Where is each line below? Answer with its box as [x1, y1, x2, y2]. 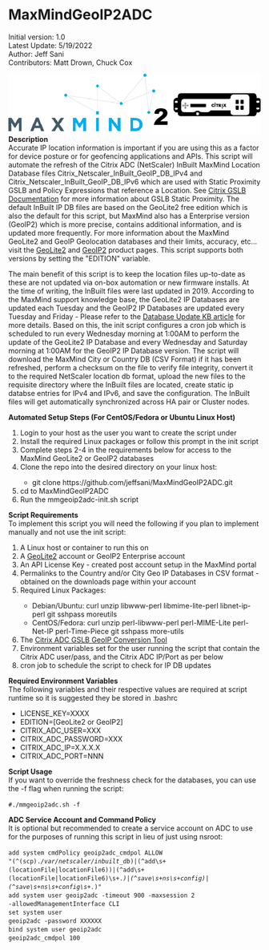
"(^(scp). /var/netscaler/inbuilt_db [8, 857, 130, 865]
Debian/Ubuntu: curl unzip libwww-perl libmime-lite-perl [31, 600, 219, 610]
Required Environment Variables [8, 676, 118, 685]
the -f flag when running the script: [8, 783, 124, 793]
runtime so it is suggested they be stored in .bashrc [8, 693, 179, 702]
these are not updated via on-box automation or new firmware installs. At [8, 277, 250, 287]
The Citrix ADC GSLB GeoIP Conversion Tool [19, 635, 168, 645]
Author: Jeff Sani [8, 49, 64, 59]
